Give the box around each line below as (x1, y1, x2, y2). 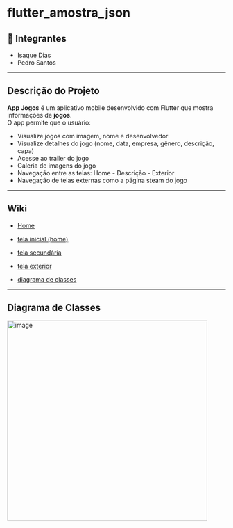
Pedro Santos (17, 58, 57, 67)
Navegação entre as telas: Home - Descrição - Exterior (17, 168, 175, 177)
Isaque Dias (17, 51, 51, 59)
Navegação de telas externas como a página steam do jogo (17, 176, 187, 184)
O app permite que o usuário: (7, 118, 92, 127)
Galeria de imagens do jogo (17, 161, 96, 170)
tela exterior (17, 262, 52, 270)
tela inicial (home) (17, 234, 69, 243)
